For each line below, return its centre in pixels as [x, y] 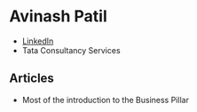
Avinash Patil [59, 16]
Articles [32, 79]
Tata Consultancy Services [71, 50]
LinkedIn [38, 41]
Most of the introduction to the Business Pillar [105, 100]
